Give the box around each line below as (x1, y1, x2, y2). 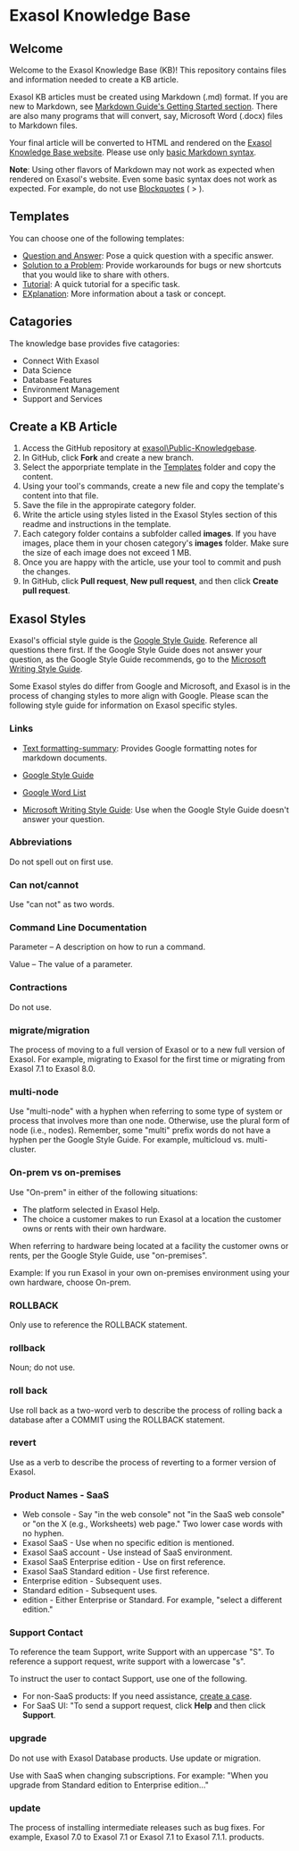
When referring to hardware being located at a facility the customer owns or (9, 1240, 289, 1251)
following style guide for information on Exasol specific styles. (9, 700, 238, 711)
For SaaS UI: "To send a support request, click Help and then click (21, 1701, 266, 1711)
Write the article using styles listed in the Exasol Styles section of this (21, 509, 278, 520)
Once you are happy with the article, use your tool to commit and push (21, 556, 281, 568)
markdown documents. (21, 752, 107, 763)
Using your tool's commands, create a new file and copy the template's (21, 480, 285, 492)
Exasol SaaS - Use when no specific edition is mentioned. (21, 1538, 235, 1549)
